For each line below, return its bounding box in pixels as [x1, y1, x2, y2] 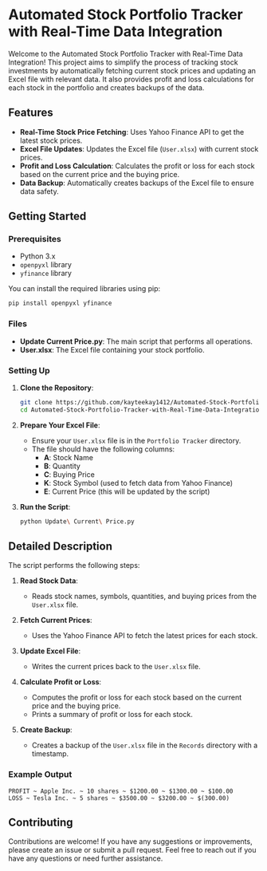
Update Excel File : [19, 646, 81, 656]
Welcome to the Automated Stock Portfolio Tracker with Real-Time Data [8, 49, 243, 58]
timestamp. [31, 749, 69, 759]
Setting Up [8, 365, 50, 376]
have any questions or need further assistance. [8, 853, 163, 863]
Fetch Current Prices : [19, 616, 93, 625]
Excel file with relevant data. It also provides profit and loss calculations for [8, 74, 254, 84]
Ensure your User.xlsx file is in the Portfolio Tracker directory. [31, 436, 241, 445]
